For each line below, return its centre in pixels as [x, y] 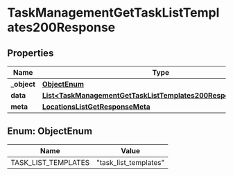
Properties [31, 53]
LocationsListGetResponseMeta [96, 107]
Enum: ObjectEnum [50, 131]
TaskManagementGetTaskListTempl [113, 13]
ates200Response [61, 27]
